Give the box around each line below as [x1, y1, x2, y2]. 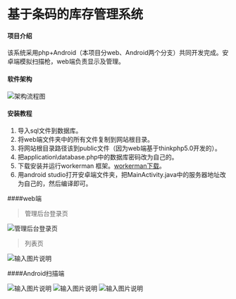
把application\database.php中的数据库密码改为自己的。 [17, 152, 178, 161]
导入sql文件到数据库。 [17, 126, 82, 135]
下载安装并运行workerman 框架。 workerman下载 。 [17, 161, 166, 170]
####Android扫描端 [7, 269, 65, 277]
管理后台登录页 [24, 209, 68, 217]
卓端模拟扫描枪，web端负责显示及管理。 [7, 57, 125, 66]
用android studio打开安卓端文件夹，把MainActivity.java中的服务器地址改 [17, 170, 227, 178]
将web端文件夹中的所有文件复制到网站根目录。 [17, 135, 154, 143]
